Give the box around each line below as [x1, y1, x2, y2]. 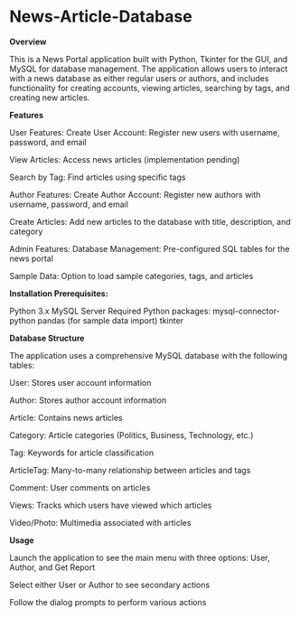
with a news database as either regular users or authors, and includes [9, 72, 269, 83]
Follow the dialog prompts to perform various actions [9, 596, 207, 607]
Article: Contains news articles [9, 412, 124, 423]
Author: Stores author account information [9, 395, 167, 406]
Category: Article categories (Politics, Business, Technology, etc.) [9, 429, 254, 440]
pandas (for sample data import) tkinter [37, 314, 183, 326]
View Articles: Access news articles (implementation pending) [9, 154, 240, 164]
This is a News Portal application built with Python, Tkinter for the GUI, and [9, 53, 288, 64]
